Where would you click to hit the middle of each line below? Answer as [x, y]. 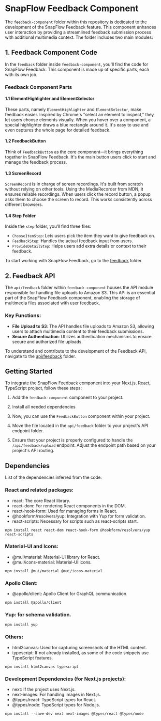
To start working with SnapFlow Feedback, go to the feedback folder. [74, 261]
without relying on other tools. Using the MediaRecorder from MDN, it [74, 189]
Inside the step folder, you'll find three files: [48, 226]
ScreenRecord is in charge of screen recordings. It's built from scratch [74, 184]
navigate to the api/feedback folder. [41, 356]
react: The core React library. [41, 501]
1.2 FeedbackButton [25, 141]
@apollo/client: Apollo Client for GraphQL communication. [70, 594]
